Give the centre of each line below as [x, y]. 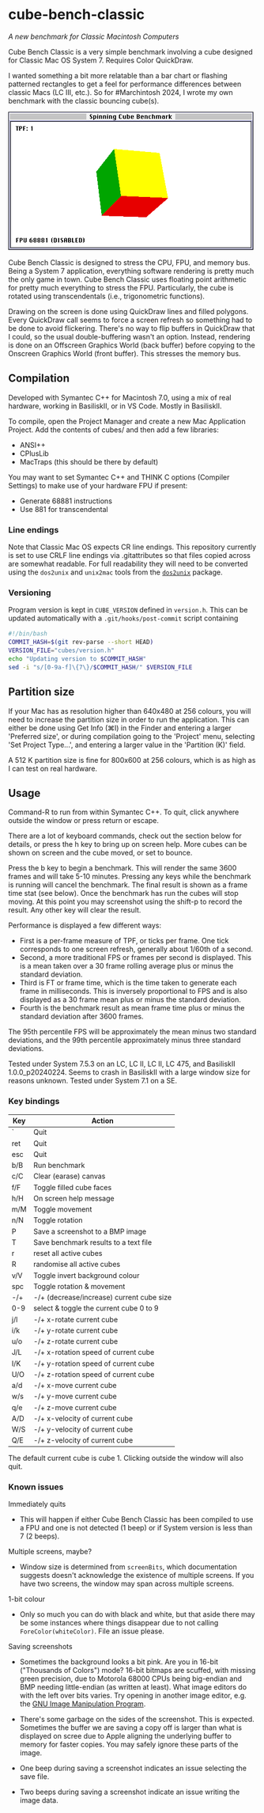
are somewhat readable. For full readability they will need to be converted [128, 564]
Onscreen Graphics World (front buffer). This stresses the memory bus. [124, 353]
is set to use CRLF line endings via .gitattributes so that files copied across [130, 556]
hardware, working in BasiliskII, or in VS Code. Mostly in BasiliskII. [115, 406]
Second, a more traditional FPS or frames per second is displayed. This [135, 958]
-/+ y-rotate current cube [75, 1330]
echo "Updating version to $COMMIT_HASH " [77, 658]
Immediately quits [37, 1504]
